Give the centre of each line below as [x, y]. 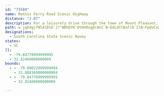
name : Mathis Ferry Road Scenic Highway [47, 14]
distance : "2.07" [23, 18]
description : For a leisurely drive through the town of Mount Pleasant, [82, 23]
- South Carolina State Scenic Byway [48, 37]
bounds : [13, 64]
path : [10, 28]
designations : [20, 32]
